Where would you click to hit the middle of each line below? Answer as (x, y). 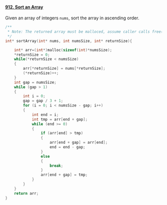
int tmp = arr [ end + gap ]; (60, 119)
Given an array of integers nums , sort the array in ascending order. (72, 18)
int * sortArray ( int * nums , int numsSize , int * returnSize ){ (69, 41)
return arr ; (26, 193)
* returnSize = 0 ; (32, 55)
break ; (56, 166)
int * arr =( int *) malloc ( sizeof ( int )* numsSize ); (63, 50)
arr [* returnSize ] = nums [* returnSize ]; (64, 69)
